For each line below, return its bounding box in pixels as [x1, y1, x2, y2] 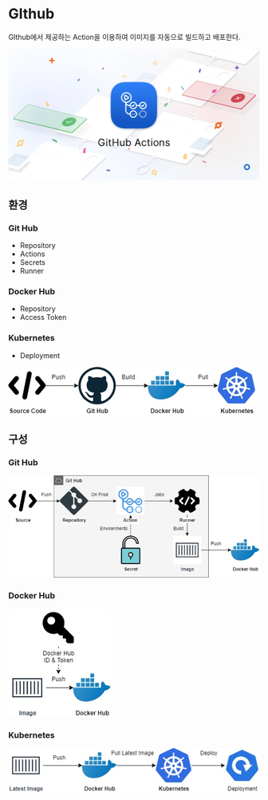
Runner [19, 266, 45, 275]
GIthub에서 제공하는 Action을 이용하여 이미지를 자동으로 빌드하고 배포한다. [8, 32, 241, 41]
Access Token [19, 313, 67, 322]
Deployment [19, 350, 61, 360]
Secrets [19, 257, 45, 267]
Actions [19, 249, 45, 258]
